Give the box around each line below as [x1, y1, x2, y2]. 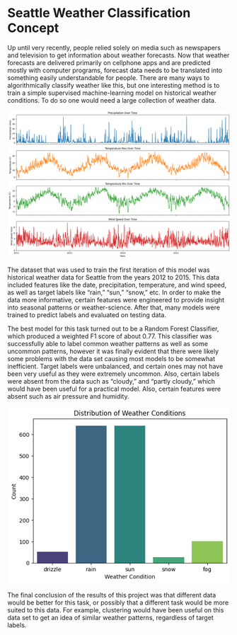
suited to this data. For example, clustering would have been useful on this [7, 606, 224, 614]
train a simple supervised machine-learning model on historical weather [7, 88, 217, 97]
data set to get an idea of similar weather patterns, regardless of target [7, 614, 214, 622]
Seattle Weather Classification [7, 5, 191, 21]
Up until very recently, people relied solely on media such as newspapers [7, 43, 221, 52]
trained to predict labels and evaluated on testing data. [7, 310, 166, 319]
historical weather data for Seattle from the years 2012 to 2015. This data [7, 273, 220, 281]
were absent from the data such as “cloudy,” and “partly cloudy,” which [7, 377, 216, 385]
